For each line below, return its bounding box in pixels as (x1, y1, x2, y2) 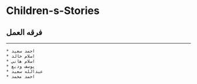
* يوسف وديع (6, 64, 35, 69)
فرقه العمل (6, 27, 43, 37)
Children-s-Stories (6, 4, 100, 17)
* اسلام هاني (6, 58, 35, 64)
